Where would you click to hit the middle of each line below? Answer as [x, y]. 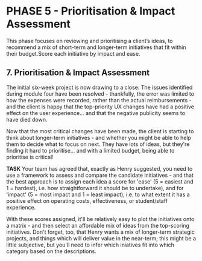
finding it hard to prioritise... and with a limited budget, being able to [90, 150]
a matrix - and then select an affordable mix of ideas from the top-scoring [98, 225]
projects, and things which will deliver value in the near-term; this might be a [101, 238]
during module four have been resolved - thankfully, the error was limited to [100, 94]
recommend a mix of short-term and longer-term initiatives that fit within [96, 47]
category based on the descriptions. [51, 251]
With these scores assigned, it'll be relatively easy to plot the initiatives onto [100, 219]
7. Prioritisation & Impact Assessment [78, 73]
